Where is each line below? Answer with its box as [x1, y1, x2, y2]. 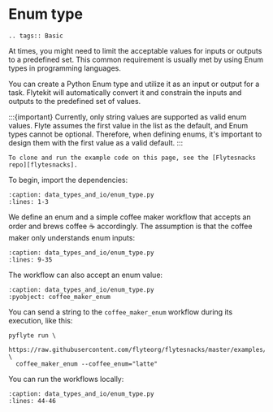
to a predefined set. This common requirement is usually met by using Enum [8, 54, 264, 64]
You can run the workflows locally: [8, 374, 124, 384]
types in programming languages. [8, 63, 122, 73]
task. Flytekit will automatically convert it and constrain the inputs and [8, 87, 242, 98]
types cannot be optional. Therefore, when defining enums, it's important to [8, 129, 262, 139]
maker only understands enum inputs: [8, 232, 136, 242]
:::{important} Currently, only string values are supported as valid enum [8, 111, 247, 122]
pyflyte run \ [8, 331, 57, 340]
